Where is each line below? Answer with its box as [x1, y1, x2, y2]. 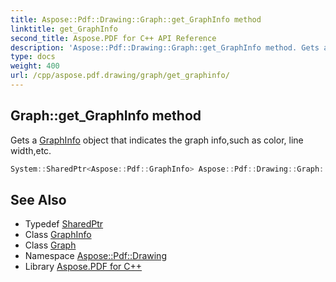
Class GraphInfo [24, 229, 92, 241]
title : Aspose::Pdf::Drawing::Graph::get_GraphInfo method [10, 14, 262, 25]
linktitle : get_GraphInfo [10, 24, 118, 34]
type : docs [10, 52, 56, 62]
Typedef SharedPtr [24, 218, 104, 230]
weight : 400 [10, 61, 60, 71]
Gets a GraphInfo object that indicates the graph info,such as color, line [10, 134, 304, 146]
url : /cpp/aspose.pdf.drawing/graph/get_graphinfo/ [10, 71, 230, 81]
